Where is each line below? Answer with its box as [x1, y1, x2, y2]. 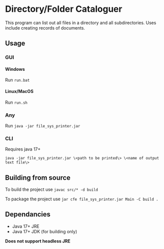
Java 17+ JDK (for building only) [12, 228, 78, 234]
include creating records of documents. [5, 25, 85, 31]
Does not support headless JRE [5, 238, 71, 244]
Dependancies [5, 210, 51, 218]
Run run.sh [5, 99, 28, 105]
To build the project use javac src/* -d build [5, 187, 98, 192]
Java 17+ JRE [12, 223, 40, 229]
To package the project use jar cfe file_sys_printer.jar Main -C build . [5, 196, 159, 202]
